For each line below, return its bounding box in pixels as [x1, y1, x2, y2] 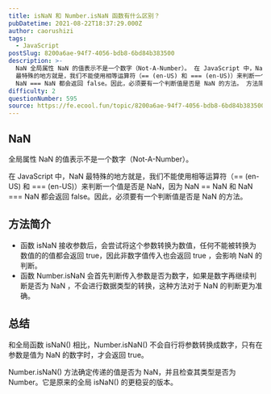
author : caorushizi [8, 27, 74, 35]
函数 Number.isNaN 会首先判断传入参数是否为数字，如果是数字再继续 [19, 270, 250, 280]
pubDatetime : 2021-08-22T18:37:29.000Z [8, 19, 143, 27]
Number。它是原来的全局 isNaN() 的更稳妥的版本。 [8, 377, 177, 387]
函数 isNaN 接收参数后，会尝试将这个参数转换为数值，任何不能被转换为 [19, 240, 256, 250]
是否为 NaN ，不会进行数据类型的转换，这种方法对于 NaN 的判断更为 [27, 280, 256, 291]
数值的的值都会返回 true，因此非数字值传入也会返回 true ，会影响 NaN [19, 250, 254, 260]
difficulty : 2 [8, 86, 56, 95]
